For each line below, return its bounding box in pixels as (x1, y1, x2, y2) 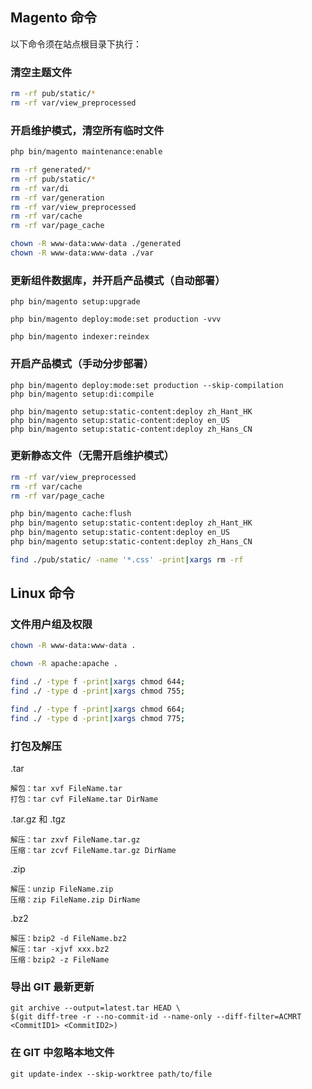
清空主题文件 (10, 65, 73, 79)
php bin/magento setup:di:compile (10, 389, 155, 399)
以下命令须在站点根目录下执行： (10, 38, 142, 50)
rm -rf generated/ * (10, 165, 92, 175)
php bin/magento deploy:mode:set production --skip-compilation (10, 380, 284, 390)
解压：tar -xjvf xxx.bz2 (10, 944, 110, 955)
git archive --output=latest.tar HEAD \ (10, 1003, 182, 1013)
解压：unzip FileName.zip (10, 884, 114, 895)
